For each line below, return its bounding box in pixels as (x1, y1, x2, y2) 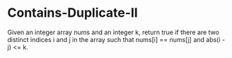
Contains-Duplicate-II (7, 5, 138, 21)
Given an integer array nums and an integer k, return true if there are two (7, 28, 219, 36)
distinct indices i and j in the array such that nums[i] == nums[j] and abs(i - (7, 35, 225, 43)
